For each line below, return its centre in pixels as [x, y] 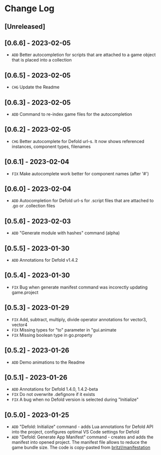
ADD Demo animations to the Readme [48, 362]
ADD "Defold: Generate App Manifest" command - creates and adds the [82, 437]
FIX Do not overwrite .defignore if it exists [53, 394]
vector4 [19, 325]
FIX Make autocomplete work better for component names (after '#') [80, 173]
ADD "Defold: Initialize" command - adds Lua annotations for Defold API [82, 427]
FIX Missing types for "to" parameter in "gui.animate [64, 330]
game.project [25, 292]
